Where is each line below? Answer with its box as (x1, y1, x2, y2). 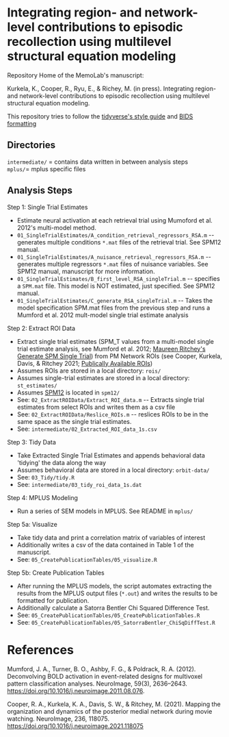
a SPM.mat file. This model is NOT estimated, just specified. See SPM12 (16, 282, 215, 290)
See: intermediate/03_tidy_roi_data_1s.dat (16, 480, 142, 488)
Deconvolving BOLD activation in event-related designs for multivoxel (7, 672, 203, 680)
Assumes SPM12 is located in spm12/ (16, 388, 120, 397)
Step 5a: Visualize (7, 520, 58, 528)
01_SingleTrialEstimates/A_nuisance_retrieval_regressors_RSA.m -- (16, 252, 212, 261)
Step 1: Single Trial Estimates (7, 203, 88, 211)
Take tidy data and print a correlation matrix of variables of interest (16, 533, 206, 542)
